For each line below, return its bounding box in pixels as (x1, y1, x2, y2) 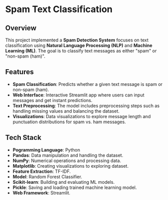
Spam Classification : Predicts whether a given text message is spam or (12, 81, 163, 87)
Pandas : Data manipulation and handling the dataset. (12, 152, 123, 158)
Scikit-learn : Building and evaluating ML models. (12, 179, 115, 185)
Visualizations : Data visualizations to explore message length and (12, 113, 151, 119)
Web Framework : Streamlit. (12, 189, 71, 195)
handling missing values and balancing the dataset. (12, 108, 120, 114)
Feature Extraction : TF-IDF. (12, 168, 71, 174)
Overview (5, 24, 37, 32)
